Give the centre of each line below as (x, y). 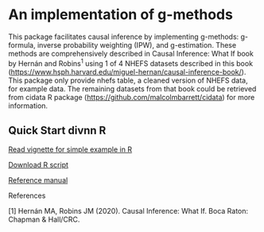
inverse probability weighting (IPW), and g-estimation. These (137, 44)
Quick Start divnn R (57, 130)
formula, (22, 44)
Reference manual (38, 180)
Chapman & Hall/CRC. (44, 219)
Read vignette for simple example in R (70, 149)
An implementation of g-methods (120, 15)
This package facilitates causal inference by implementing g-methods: (124, 37)
